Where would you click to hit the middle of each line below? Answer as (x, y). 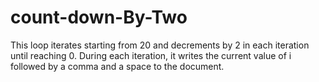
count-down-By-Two (99, 17)
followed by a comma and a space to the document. (117, 66)
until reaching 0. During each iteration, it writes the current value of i (151, 55)
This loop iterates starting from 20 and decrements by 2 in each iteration (160, 45)
